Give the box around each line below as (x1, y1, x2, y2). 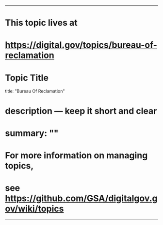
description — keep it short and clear (5, 105, 157, 116)
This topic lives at (5, 18, 78, 28)
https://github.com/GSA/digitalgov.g (5, 193, 158, 204)
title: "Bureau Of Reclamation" (5, 88, 65, 94)
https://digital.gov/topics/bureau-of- (5, 39, 158, 51)
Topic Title (5, 72, 49, 83)
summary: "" (5, 128, 59, 139)
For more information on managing (5, 150, 148, 161)
